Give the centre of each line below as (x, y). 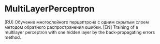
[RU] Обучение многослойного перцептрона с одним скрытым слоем (77, 22)
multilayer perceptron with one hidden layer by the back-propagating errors (80, 32)
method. (13, 37)
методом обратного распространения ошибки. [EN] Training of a (71, 27)
